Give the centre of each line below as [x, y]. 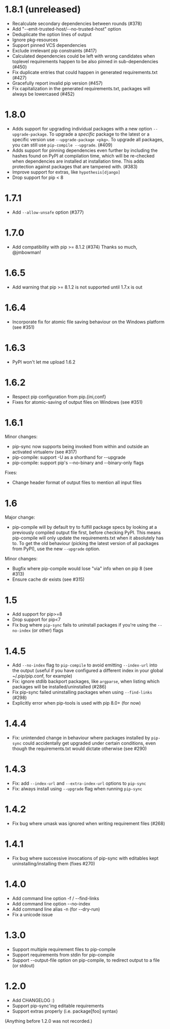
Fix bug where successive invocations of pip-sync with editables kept [85, 858]
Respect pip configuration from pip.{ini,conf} [59, 397]
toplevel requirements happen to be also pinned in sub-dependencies [85, 61]
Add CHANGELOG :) [33, 1000]
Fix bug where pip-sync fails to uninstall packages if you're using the [84, 625]
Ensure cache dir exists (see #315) [48, 579]
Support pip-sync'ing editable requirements [58, 1006]
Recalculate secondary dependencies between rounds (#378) [77, 23]
